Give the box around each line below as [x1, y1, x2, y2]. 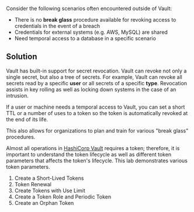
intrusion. [6, 92, 29, 99]
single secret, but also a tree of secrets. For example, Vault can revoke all [6, 73, 182, 81]
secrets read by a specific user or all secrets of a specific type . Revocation [6, 79, 188, 86]
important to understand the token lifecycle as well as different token [6, 151, 172, 158]
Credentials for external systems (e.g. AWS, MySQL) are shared [14, 29, 168, 36]
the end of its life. [6, 116, 49, 123]
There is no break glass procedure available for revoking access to [14, 16, 176, 23]
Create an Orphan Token [14, 199, 74, 206]
